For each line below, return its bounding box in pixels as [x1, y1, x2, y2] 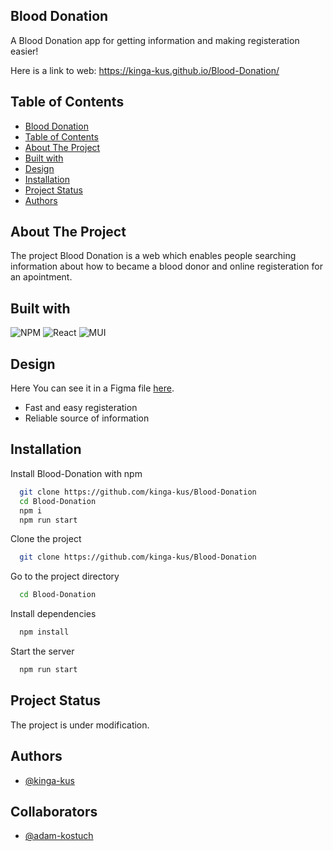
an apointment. [10, 271, 73, 283]
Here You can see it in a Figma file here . [10, 382, 175, 394]
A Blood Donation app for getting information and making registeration [10, 34, 300, 46]
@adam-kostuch [24, 830, 94, 842]
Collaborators [10, 803, 98, 820]
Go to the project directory [10, 570, 120, 583]
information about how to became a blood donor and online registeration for [10, 260, 324, 273]
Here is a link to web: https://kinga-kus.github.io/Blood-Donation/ [10, 64, 280, 76]
